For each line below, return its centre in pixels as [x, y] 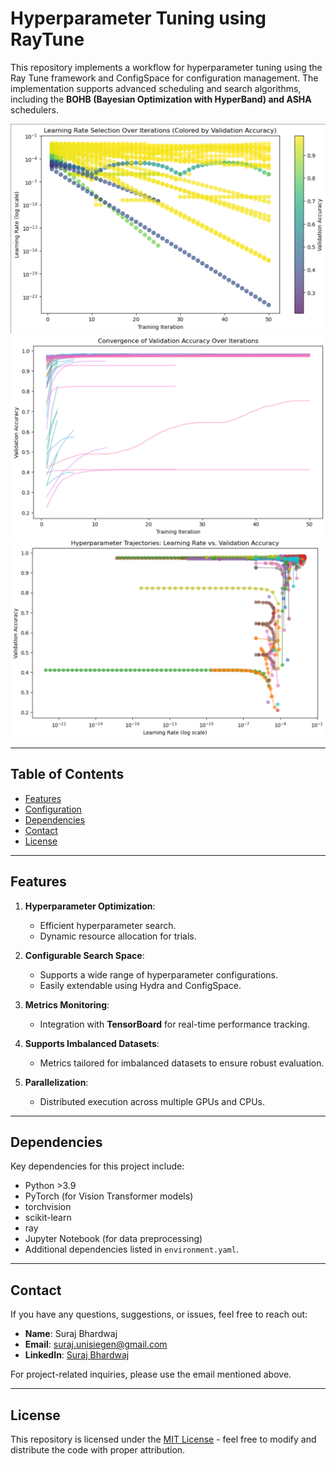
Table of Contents [67, 774]
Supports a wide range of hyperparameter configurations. [158, 974]
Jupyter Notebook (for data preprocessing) [113, 1239]
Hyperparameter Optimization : [90, 906]
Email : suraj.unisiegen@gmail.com [96, 1344]
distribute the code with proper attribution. [98, 1450]
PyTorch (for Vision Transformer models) [109, 1196]
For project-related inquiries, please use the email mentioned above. [151, 1374]
